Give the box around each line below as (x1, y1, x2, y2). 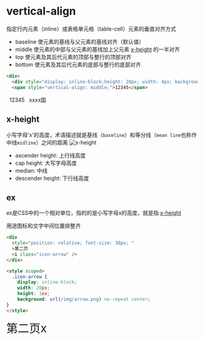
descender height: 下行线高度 (15, 175, 89, 182)
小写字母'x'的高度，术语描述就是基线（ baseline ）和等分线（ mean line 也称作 (6, 131, 197, 138)
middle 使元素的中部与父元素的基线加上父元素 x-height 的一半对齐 (15, 46, 180, 53)
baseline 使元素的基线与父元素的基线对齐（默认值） (15, 38, 144, 45)
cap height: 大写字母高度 (15, 159, 77, 167)
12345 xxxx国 (8, 96, 47, 103)
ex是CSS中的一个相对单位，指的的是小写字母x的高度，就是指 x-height (6, 209, 182, 217)
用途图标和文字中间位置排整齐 (6, 222, 81, 229)
